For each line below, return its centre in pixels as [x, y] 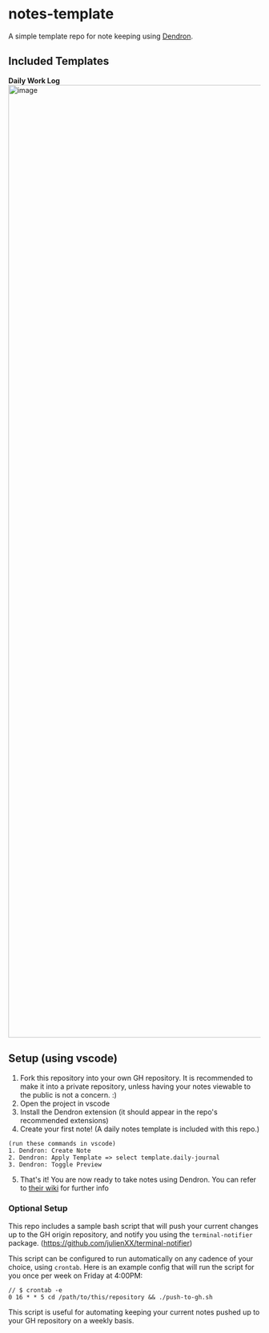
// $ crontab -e [35, 1290]
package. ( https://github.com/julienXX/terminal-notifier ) [100, 1243]
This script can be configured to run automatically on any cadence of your [131, 1259]
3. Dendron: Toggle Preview [55, 1164]
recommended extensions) [64, 1120]
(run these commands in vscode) [62, 1143]
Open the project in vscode [65, 1103]
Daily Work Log [34, 80]
